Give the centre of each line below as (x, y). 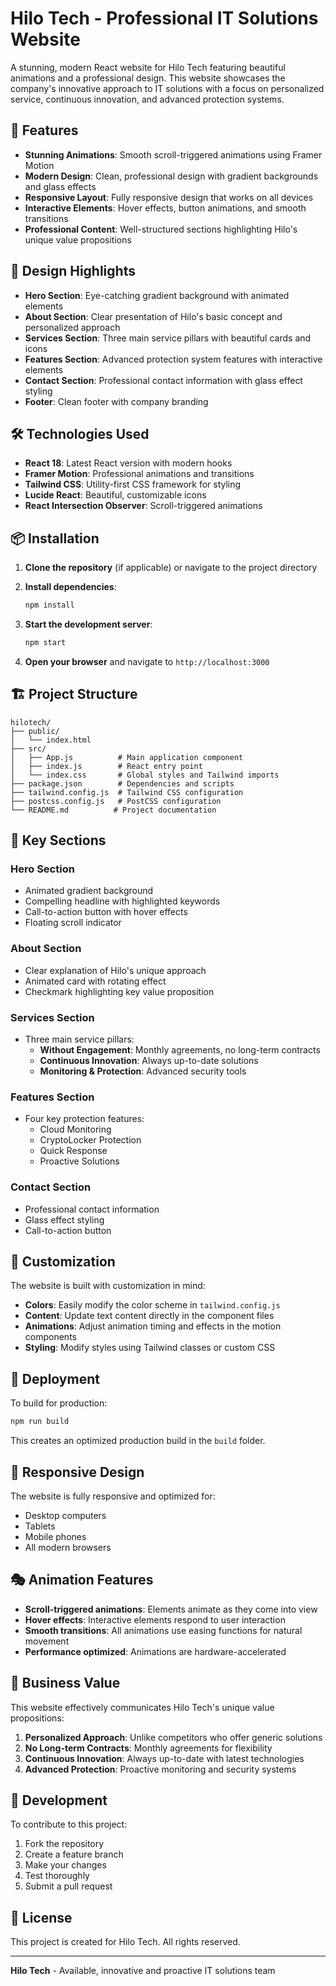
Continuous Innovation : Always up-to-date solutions (149, 1061)
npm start (45, 643)
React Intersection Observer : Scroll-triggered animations (143, 506)
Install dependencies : (70, 587)
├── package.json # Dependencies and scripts (122, 783)
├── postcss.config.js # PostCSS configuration (116, 801)
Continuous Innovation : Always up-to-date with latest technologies (164, 1758)
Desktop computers (65, 1515)
